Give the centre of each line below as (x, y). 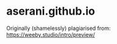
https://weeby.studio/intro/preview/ (51, 34)
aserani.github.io (51, 11)
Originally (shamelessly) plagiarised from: (58, 28)
